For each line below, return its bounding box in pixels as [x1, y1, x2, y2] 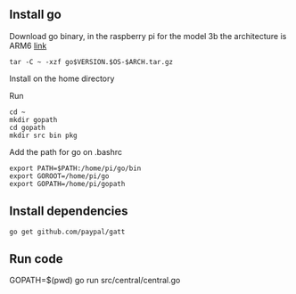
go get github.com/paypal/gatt [9, 227, 126, 236]
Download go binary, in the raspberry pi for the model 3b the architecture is [9, 30, 287, 41]
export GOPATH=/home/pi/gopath [9, 179, 126, 188]
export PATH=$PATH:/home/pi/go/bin [9, 164, 142, 173]
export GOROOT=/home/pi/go [9, 171, 110, 181]
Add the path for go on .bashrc [9, 146, 123, 157]
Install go [9, 7, 62, 22]
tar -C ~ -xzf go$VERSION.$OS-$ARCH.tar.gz [9, 57, 174, 66]
